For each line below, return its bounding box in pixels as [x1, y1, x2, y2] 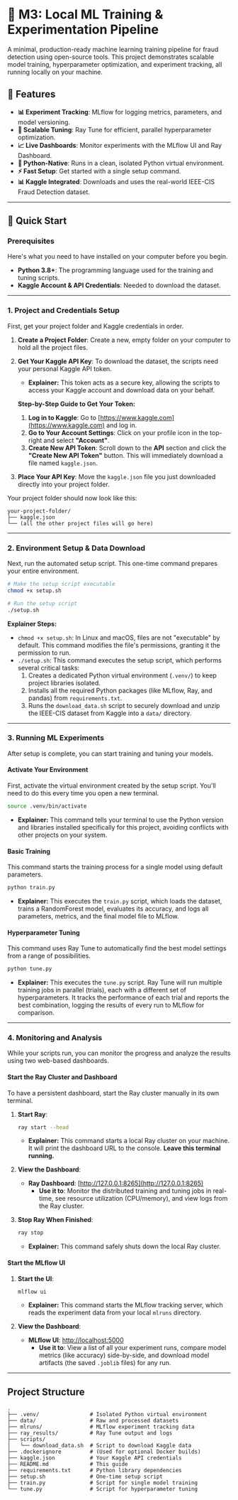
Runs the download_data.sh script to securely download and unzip [28, 701, 220, 709]
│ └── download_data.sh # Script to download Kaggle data [7, 1442, 192, 1450]
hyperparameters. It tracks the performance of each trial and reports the [17, 993, 229, 1002]
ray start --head [17, 1123, 69, 1131]
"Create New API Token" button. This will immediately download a [28, 451, 223, 459]
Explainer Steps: [7, 619, 57, 628]
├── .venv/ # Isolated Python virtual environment [7, 1411, 208, 1418]
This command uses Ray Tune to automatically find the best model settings [7, 944, 227, 953]
